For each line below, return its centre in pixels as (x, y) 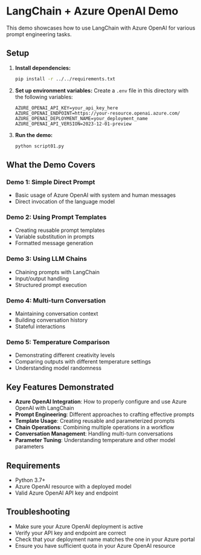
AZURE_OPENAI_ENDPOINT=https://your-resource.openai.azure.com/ (97, 113)
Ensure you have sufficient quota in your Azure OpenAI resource (95, 545)
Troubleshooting (38, 512)
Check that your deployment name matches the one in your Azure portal (105, 539)
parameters (29, 447)
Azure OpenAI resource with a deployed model (73, 486)
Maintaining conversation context (56, 314)
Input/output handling (42, 278)
